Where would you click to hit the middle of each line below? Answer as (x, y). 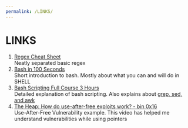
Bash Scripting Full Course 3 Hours (56, 88)
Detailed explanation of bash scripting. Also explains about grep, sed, (98, 94)
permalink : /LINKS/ (29, 11)
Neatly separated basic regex (50, 63)
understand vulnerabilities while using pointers (70, 119)
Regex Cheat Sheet (37, 57)
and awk (24, 100)
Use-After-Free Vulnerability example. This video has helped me (92, 112)
